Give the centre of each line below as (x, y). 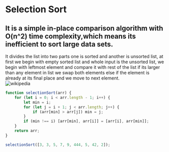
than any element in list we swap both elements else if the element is (77, 73)
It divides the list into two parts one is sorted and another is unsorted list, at (84, 56)
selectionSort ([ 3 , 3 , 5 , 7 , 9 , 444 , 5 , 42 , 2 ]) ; (58, 145)
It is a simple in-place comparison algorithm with (84, 28)
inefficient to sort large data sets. (59, 44)
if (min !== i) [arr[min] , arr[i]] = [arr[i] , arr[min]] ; (86, 121)
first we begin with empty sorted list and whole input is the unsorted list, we (85, 62)
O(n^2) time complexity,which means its (71, 36)
